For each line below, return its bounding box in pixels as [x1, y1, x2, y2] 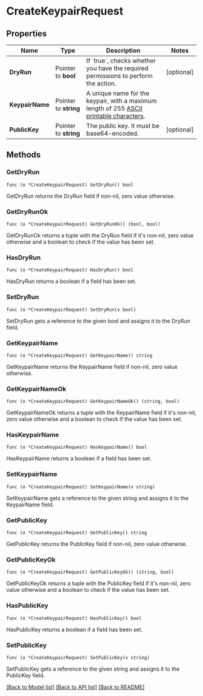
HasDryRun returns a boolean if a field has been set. [6, 277, 137, 285]
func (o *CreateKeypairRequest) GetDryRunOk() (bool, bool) [6, 221, 161, 227]
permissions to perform [86, 71, 153, 80]
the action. [86, 79, 117, 87]
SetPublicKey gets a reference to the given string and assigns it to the [6, 665, 180, 672]
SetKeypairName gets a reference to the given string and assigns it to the [6, 494, 189, 502]
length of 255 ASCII [86, 104, 143, 113]
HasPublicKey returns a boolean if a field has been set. [6, 626, 143, 633]
